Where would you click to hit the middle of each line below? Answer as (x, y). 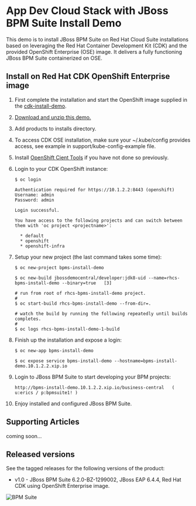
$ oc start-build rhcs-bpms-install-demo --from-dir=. (83, 303)
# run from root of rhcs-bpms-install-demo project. (80, 293)
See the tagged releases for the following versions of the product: (85, 469)
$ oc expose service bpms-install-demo (63, 361)
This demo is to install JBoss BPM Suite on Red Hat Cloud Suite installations (97, 39)
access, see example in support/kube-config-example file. (85, 146)
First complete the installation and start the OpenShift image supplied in (101, 99)
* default (32, 236)
